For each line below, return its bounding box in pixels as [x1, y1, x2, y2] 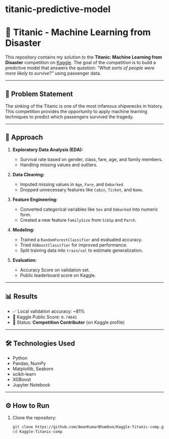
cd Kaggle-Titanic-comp [12, 429, 63, 434]
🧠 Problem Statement [5, 89, 73, 98]
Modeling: [12, 226, 35, 233]
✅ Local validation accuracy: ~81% [12, 308, 85, 314]
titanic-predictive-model [5, 4, 111, 15]
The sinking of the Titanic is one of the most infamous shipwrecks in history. [5, 103, 163, 109]
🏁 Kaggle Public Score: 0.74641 [12, 314, 77, 320]
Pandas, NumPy [12, 360, 46, 367]
